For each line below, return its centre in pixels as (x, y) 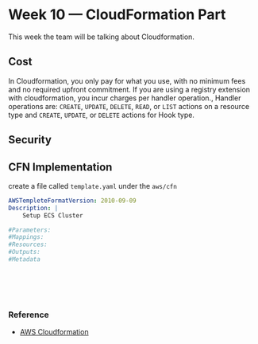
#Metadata (25, 260)
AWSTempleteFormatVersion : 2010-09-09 (72, 201)
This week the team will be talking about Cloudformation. (101, 37)
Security (30, 140)
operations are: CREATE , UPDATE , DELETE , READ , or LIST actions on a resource (129, 106)
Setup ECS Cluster (53, 215)
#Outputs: (25, 252)
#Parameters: (30, 230)
